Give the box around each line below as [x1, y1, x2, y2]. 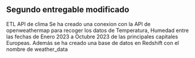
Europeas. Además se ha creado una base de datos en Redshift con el [6, 39, 179, 46]
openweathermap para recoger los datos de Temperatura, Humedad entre [6, 27, 189, 34]
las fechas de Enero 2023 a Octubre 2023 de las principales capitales [6, 33, 178, 40]
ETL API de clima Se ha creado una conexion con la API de [6, 20, 151, 27]
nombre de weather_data [6, 46, 68, 53]
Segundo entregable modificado [6, 5, 130, 15]
